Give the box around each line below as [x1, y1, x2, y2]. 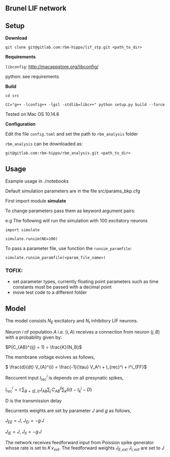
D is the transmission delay [5, 397, 62, 403]
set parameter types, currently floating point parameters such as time [12, 278, 159, 285]
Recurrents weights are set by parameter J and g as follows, [5, 408, 131, 414]
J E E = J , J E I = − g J [5, 417, 44, 425]
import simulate [5, 227, 40, 233]
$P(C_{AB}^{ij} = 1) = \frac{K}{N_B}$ [5, 344, 82, 350]
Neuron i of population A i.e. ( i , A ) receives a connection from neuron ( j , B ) [5, 328, 160, 335]
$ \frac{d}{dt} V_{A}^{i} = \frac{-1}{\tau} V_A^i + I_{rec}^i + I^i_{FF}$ [5, 364, 147, 370]
